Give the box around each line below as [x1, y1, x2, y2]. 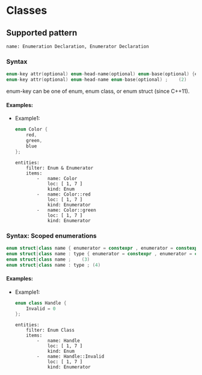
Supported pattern [6, 28, 78, 38]
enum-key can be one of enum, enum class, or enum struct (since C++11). [6, 88, 190, 95]
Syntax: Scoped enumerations [6, 231, 97, 240]
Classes [6, 4, 47, 17]
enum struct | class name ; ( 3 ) [6, 256, 90, 262]
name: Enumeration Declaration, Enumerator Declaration [6, 43, 149, 49]
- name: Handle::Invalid [37, 353, 105, 360]
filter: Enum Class [26, 327, 75, 333]
